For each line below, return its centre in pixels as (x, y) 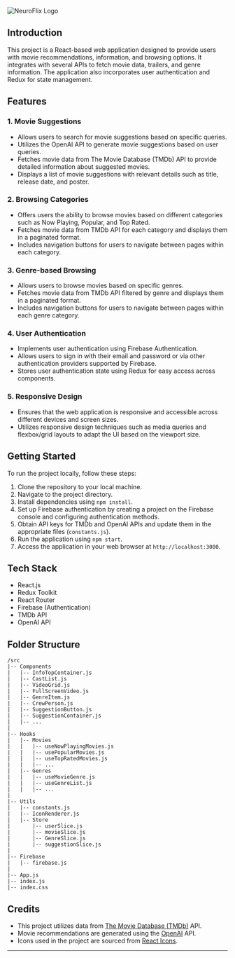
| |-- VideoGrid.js (39, 685)
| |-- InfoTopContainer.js (50, 673)
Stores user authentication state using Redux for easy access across (116, 371)
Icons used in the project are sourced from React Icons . (98, 940)
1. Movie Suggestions (44, 121)
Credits (24, 909)
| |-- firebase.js (37, 863)
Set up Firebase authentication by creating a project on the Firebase (115, 509)
